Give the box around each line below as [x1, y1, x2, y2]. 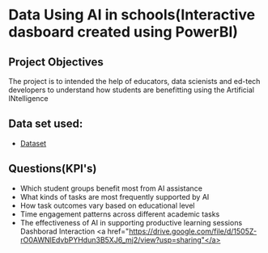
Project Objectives [8, 55, 104, 69]
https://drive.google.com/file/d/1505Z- [128, 226, 257, 236]
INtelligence [8, 94, 49, 103]
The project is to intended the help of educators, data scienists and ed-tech [8, 77, 261, 86]
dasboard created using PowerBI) [8, 23, 239, 41]
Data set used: [8, 117, 83, 131]
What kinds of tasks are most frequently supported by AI [19, 192, 210, 201]
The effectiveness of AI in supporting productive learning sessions [19, 217, 243, 227]
